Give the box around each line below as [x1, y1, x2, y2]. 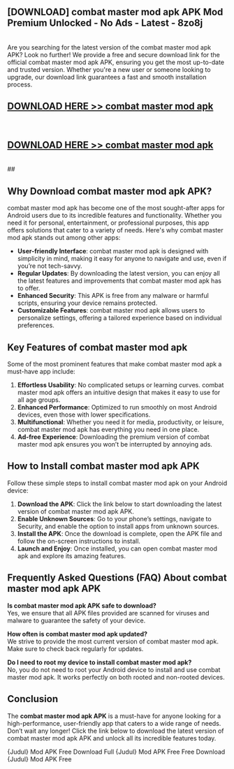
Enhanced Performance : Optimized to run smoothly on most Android [17, 403, 217, 412]
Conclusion [7, 693, 59, 705]
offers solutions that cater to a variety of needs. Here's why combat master [7, 226, 224, 234]
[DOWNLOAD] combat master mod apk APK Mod [7, 6, 224, 18]
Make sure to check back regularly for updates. [7, 644, 144, 652]
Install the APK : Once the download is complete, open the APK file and [17, 529, 222, 537]
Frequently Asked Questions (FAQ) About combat [7, 572, 227, 584]
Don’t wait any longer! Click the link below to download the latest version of [7, 726, 225, 735]
